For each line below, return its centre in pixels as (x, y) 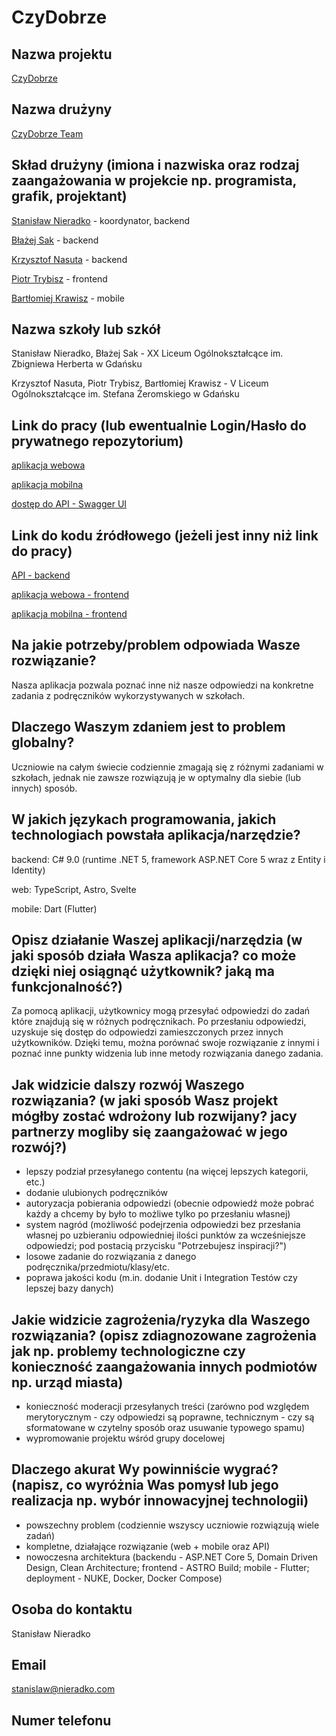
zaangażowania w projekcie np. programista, (154, 181)
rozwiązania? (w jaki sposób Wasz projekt (145, 1100)
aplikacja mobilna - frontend (69, 614)
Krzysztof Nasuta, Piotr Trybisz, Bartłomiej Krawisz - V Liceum (140, 383)
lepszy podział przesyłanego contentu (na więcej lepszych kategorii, (167, 1172)
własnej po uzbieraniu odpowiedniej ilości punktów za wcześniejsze (165, 1235)
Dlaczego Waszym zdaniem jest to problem (148, 727)
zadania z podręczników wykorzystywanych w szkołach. (128, 695)
